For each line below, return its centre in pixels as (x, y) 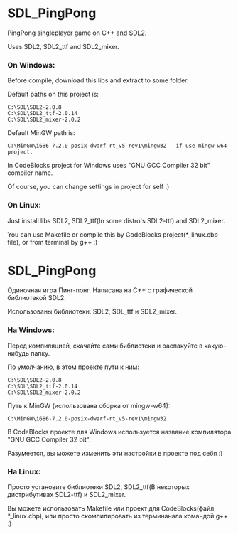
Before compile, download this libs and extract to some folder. (98, 80)
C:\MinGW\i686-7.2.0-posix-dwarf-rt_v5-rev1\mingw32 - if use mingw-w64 (117, 146)
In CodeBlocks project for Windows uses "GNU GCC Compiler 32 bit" (109, 166)
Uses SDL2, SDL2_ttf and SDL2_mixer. (63, 46)
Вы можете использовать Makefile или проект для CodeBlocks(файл (111, 508)
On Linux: (24, 205)
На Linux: (24, 471)
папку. (40, 353)
